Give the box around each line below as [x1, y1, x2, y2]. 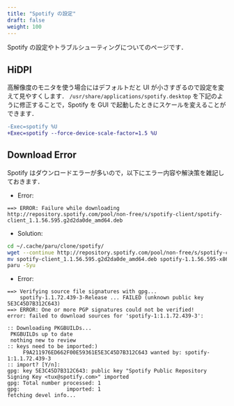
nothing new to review [10, 337, 77, 344]
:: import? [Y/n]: [7, 361, 61, 368]
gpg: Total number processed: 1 [7, 379, 101, 387]
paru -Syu [7, 262, 36, 269]
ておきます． [7, 177, 44, 186]
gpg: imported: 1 [7, 386, 101, 393]
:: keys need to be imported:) [7, 343, 98, 350]
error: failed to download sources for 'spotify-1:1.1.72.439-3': [7, 313, 204, 319]
